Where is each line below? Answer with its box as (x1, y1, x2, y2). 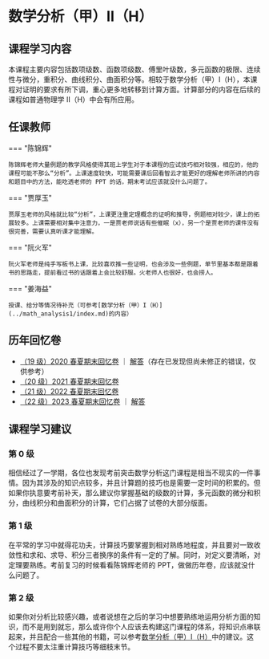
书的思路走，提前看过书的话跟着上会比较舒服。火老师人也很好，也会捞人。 (8, 268, 218, 277)
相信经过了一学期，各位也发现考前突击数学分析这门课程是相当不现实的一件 (8, 468, 254, 478)
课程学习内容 (8, 42, 72, 55)
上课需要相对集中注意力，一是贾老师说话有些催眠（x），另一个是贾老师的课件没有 (31, 218, 259, 227)
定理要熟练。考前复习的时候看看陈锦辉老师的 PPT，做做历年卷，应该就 (8, 559, 242, 570)
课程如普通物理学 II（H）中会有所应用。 (8, 95, 139, 104)
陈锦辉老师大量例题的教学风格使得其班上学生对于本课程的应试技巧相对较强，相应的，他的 (8, 161, 259, 169)
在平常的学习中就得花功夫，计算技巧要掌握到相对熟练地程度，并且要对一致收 (8, 539, 261, 550)
